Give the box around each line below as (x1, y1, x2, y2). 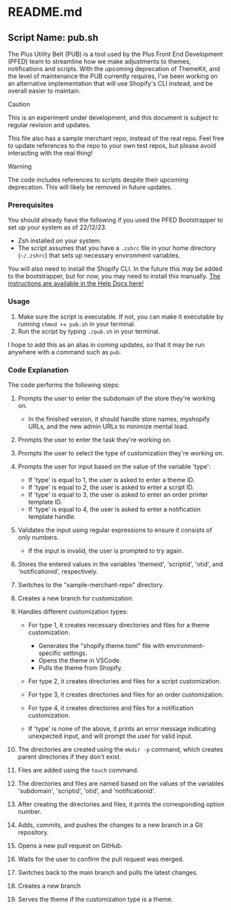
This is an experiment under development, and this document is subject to (8, 113, 219, 122)
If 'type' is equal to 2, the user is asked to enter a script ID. (28, 483, 194, 491)
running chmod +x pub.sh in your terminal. (17, 319, 136, 328)
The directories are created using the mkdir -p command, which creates (17, 745, 223, 753)
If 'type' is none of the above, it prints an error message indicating (28, 724, 217, 732)
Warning (8, 162, 32, 170)
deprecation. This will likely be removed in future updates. (8, 183, 173, 191)
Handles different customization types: (17, 607, 128, 616)
